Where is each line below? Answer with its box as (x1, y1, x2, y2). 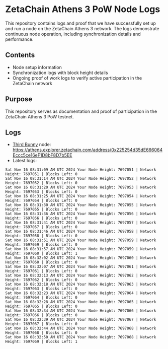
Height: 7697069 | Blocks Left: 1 (5, 339, 78, 344)
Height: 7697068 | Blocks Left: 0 (5, 330, 78, 335)
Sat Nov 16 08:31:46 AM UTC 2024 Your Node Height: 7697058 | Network (5, 229, 156, 234)
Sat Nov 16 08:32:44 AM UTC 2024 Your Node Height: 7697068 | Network (5, 326, 156, 331)
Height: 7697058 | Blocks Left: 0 (5, 233, 78, 239)
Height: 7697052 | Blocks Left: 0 (5, 180, 78, 186)
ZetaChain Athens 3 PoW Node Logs (5, 4, 160, 15)
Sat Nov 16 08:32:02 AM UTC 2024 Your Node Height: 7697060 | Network (5, 255, 156, 260)
